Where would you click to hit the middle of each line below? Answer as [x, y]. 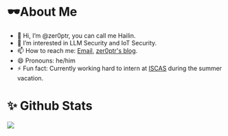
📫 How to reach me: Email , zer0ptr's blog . [77, 50]
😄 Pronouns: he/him [46, 60]
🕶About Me [42, 12]
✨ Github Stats [50, 106]
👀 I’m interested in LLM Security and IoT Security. [87, 43]
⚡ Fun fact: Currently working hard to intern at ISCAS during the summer [119, 68]
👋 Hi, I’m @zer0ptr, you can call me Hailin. [76, 35]
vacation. [30, 78]
